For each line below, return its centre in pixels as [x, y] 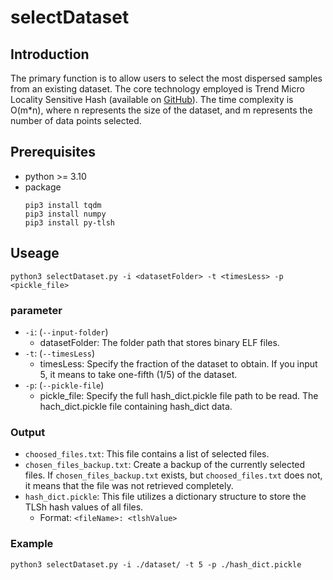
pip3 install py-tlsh [69, 222]
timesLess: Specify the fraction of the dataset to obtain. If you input [178, 363]
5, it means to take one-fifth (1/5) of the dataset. [138, 374]
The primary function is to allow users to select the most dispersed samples [166, 78]
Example [32, 544]
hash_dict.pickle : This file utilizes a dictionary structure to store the [165, 497]
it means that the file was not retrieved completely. [129, 486]
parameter [36, 310]
